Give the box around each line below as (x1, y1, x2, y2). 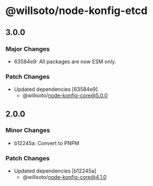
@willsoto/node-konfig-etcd (5, 4, 148, 17)
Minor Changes (5, 127, 50, 135)
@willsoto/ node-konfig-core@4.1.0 (22, 174, 107, 181)
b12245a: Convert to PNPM (13, 139, 79, 146)
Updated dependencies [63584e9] (13, 86, 98, 93)
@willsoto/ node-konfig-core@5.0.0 (22, 92, 108, 99)
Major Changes (5, 45, 50, 53)
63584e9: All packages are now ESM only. (13, 58, 116, 65)
